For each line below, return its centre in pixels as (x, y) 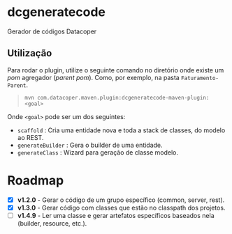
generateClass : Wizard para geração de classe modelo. (97, 152)
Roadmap (36, 180)
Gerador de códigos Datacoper (52, 31)
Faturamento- (200, 78)
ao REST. (30, 137)
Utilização (30, 53)
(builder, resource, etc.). (52, 223)
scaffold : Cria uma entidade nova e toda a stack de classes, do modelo (121, 130)
